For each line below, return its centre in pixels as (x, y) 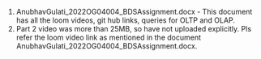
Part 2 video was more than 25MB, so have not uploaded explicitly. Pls (134, 29)
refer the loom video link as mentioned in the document (108, 37)
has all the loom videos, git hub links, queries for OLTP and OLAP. (125, 20)
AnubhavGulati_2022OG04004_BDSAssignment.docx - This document (134, 12)
